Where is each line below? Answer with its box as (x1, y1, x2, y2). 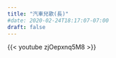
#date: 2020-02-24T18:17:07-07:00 (7, 17, 110, 24)
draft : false (7, 23, 46, 30)
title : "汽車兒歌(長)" (7, 10, 69, 18)
